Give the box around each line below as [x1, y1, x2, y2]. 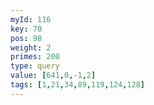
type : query [10, 61, 60, 71]
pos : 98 [10, 33, 43, 43]
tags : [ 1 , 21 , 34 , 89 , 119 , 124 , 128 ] [10, 80, 145, 90]
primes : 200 [10, 52, 60, 62]
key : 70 [10, 24, 43, 34]
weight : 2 [10, 42, 52, 53]
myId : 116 [10, 14, 52, 25]
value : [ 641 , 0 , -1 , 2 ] [10, 71, 97, 81]
